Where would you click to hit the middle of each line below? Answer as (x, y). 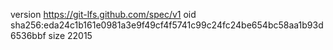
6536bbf (28, 35)
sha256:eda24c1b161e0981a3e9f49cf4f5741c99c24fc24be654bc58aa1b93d (167, 25)
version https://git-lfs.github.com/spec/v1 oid (103, 14)
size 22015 (70, 35)
